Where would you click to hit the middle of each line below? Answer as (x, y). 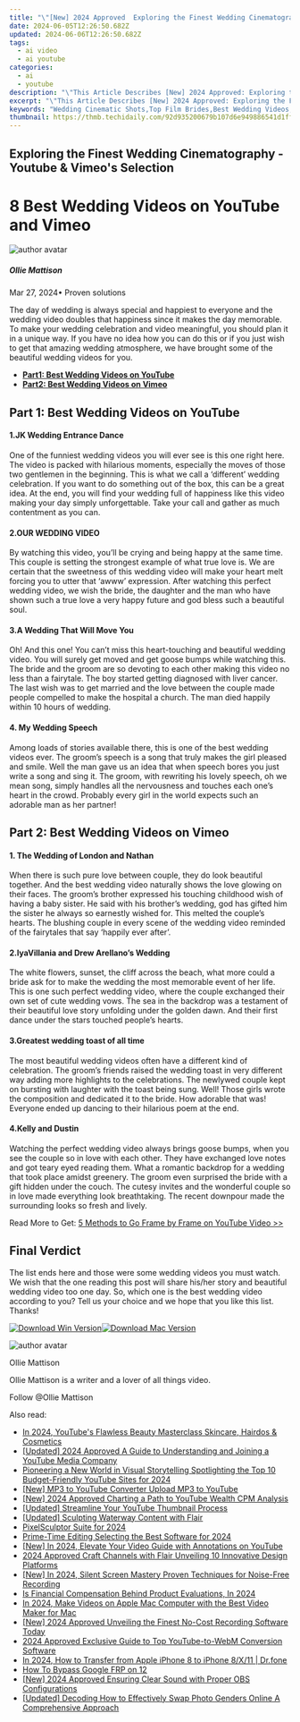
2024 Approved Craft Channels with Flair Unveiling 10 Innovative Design (155, 1555)
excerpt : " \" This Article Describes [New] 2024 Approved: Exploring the (147, 101)
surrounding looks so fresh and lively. (78, 1205)
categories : (31, 68)
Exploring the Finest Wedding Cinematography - (146, 153)
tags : (19, 42)
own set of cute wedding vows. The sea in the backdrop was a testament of (149, 1001)
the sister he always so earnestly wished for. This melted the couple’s (137, 913)
